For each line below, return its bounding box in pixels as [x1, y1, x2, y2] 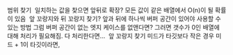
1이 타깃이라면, [20, 41, 61, 48]
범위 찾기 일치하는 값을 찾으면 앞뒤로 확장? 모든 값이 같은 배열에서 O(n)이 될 [7, 6, 214, 14]
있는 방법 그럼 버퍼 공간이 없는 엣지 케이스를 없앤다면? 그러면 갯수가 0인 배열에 [7, 23, 220, 31]
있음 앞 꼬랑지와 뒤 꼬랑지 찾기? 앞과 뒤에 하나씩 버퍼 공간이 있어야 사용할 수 [14, 14, 221, 23]
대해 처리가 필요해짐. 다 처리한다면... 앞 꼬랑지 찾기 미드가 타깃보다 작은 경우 [7, 32, 214, 40]
